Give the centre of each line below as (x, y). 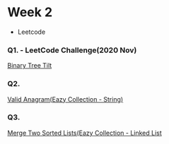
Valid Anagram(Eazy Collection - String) (65, 99)
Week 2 (30, 12)
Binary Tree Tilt (30, 66)
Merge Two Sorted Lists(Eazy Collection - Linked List (85, 133)
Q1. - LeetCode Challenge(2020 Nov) (72, 50)
